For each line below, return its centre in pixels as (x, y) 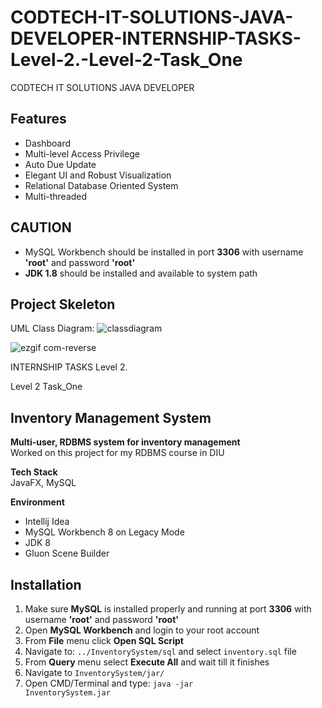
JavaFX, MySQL (43, 483)
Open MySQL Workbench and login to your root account (142, 630)
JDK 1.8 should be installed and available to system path (141, 273)
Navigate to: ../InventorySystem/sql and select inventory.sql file (160, 651)
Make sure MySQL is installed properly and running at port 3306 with (168, 609)
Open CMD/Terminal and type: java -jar (109, 683)
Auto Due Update (60, 164)
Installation (46, 584)
